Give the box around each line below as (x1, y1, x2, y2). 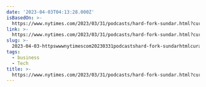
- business (12, 55, 40, 61)
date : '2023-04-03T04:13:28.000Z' (6, 9, 95, 15)
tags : (6, 49, 20, 55)
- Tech (12, 60, 29, 66)
